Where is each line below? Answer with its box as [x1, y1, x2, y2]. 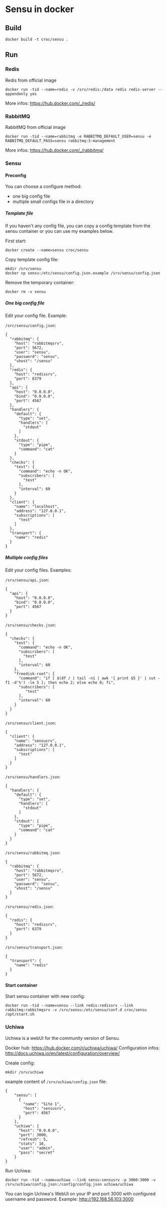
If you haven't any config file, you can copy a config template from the [5, 223, 150, 229]
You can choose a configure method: [5, 183, 82, 189]
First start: [5, 238, 27, 244]
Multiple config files [5, 554, 48, 560]
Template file [5, 210, 34, 216]
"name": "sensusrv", [14, 738, 57, 744]
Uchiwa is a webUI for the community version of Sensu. [5, 1035, 120, 1041]
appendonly [5, 91, 28, 96]
